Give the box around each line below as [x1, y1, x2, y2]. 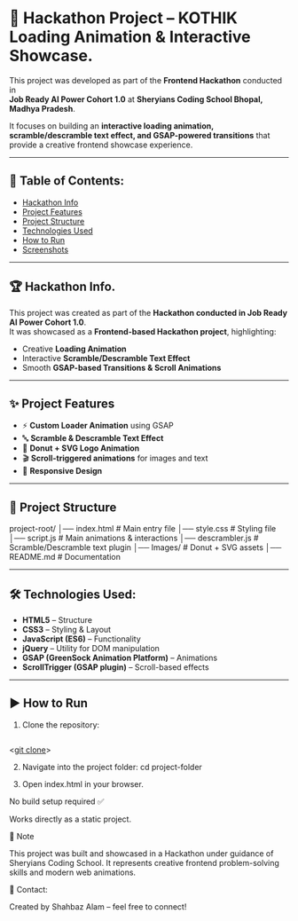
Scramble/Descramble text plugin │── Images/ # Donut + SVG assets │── [9, 542, 282, 553]
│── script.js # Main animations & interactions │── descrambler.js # [9, 532, 259, 544]
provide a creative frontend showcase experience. [9, 139, 193, 150]
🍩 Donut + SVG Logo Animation [21, 443, 140, 453]
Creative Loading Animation [21, 343, 127, 354]
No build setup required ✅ [9, 796, 105, 807]
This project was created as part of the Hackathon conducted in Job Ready [9, 307, 288, 318]
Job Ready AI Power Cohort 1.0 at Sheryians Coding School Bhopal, [9, 93, 263, 105]
